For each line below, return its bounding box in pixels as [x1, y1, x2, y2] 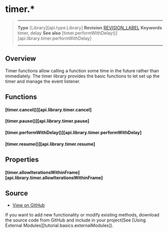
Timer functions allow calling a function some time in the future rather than [5, 67, 159, 73]
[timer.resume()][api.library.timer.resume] [5, 141, 95, 147]
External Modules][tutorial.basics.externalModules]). [5, 223, 113, 229]
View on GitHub [12, 202, 45, 208]
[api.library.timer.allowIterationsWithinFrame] [5, 175, 103, 181]
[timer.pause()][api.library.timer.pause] [5, 118, 89, 124]
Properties [5, 155, 39, 164]
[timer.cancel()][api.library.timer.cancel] [5, 106, 92, 113]
